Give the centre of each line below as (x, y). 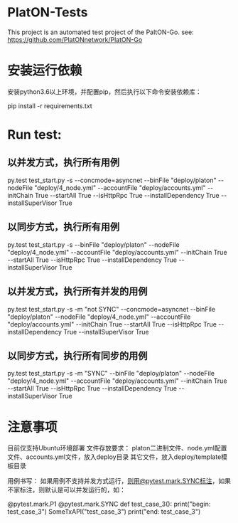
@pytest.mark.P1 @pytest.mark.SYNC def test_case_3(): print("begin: (109, 504)
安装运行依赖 (45, 71)
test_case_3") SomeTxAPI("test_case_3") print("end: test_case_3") (104, 512)
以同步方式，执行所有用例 (63, 227)
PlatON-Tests (48, 12)
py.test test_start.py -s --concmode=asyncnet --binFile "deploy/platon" (112, 180)
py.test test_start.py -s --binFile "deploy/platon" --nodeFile (93, 244)
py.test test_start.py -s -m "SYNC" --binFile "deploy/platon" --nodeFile (111, 374)
